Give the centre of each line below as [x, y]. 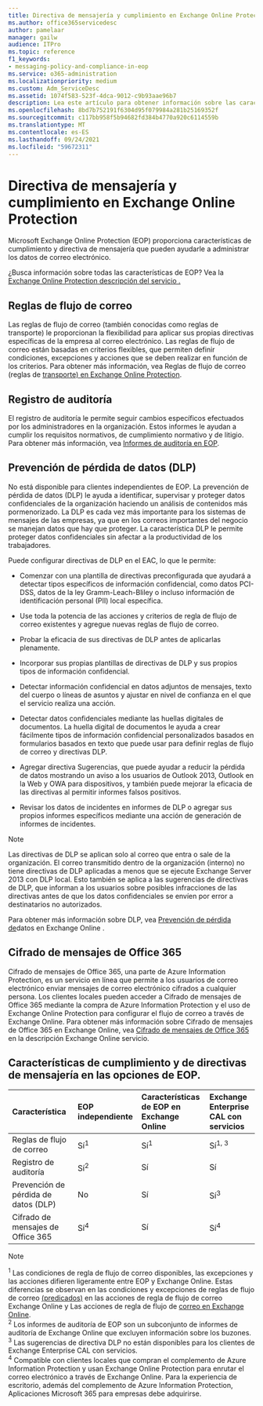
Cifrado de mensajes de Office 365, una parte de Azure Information [117, 971]
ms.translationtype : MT [47, 125]
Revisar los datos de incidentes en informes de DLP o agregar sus [126, 807]
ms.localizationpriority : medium [63, 81]
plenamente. [40, 648]
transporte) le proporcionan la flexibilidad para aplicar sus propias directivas [131, 333]
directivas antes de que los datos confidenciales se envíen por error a [121, 896]
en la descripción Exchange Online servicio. [79, 1038]
